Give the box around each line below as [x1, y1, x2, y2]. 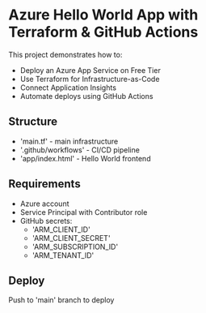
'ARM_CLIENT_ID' [32, 225, 90, 234]
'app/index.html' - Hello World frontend [19, 153, 151, 163]
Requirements [8, 177, 81, 191]
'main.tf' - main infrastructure [19, 136, 119, 146]
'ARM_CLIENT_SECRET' [32, 233, 111, 242]
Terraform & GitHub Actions [8, 23, 199, 41]
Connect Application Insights [19, 83, 117, 92]
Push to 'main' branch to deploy [8, 295, 115, 305]
